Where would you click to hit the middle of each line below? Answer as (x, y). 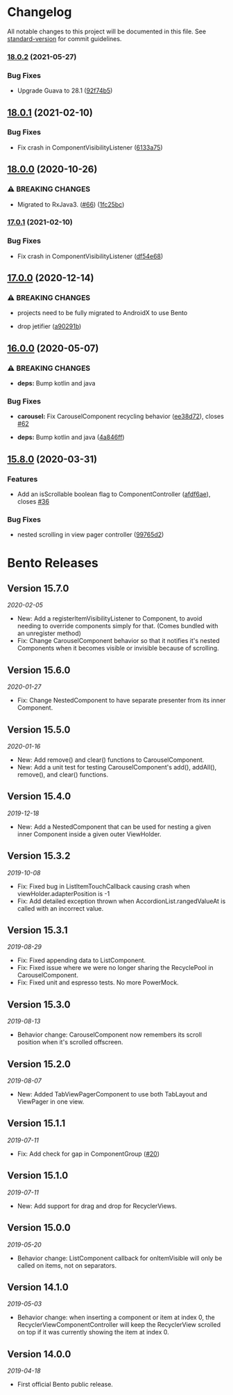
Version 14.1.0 (38, 1287)
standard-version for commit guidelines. (64, 38)
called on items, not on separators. (67, 1265)
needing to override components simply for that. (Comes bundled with (118, 626)
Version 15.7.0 (38, 588)
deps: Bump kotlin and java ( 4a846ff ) (71, 437)
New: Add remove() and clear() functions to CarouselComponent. (111, 760)
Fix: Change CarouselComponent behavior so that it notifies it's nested (118, 641)
